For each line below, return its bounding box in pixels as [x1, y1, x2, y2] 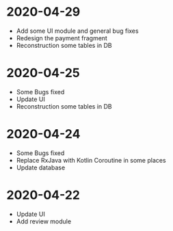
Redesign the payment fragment [16, 33, 107, 42]
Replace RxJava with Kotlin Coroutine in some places [16, 156, 166, 164]
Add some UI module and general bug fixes [16, 27, 139, 35]
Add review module [16, 217, 72, 226]
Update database [16, 163, 66, 172]
